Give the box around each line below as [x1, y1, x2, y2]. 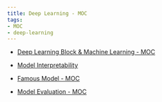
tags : [7, 16, 23, 23]
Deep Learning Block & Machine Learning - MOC [16, 48, 156, 56]
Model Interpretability [16, 61, 78, 69]
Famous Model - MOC [16, 75, 80, 83]
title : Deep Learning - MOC [7, 10, 88, 17]
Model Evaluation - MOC [16, 88, 87, 96]
